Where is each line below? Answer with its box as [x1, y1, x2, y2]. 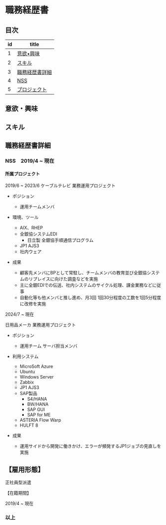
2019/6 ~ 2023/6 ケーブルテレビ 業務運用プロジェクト [5, 183, 115, 189]
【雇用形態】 [5, 465, 45, 474]
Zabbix [19, 379, 34, 385]
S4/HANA [27, 396, 47, 402]
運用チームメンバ [19, 204, 55, 210]
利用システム [12, 353, 39, 360]
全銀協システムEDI [19, 231, 57, 237]
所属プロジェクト [5, 171, 40, 177]
